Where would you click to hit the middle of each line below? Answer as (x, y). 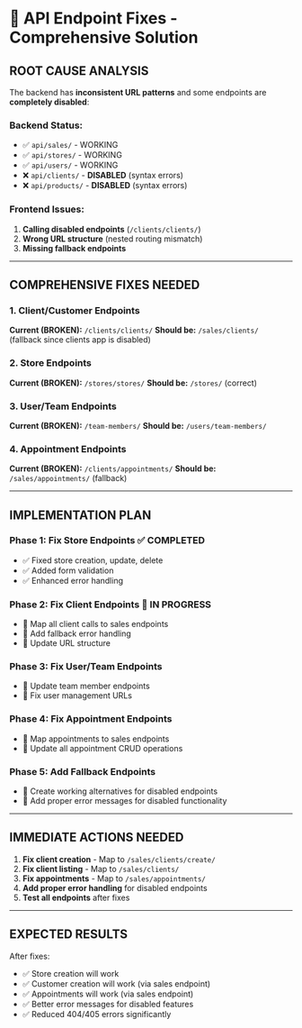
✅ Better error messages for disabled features (108, 1004)
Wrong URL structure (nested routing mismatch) (112, 239)
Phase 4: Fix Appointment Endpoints (91, 719)
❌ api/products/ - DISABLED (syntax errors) (105, 186)
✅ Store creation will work (71, 973)
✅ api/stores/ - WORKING (72, 155)
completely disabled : (49, 102)
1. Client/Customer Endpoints (75, 310)
